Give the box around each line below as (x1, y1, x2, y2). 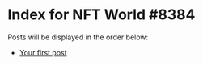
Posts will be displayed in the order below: (7, 32, 149, 42)
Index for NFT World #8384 (7, 6, 196, 24)
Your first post (19, 47, 67, 57)
